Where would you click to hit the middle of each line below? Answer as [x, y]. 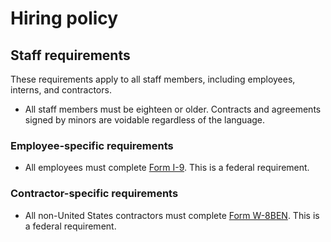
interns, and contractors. [61, 90]
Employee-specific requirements [92, 145]
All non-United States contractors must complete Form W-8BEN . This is [172, 215]
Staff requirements [70, 55]
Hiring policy [64, 18]
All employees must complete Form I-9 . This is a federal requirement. [167, 168]
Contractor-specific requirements [94, 194]
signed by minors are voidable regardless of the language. [145, 120]
